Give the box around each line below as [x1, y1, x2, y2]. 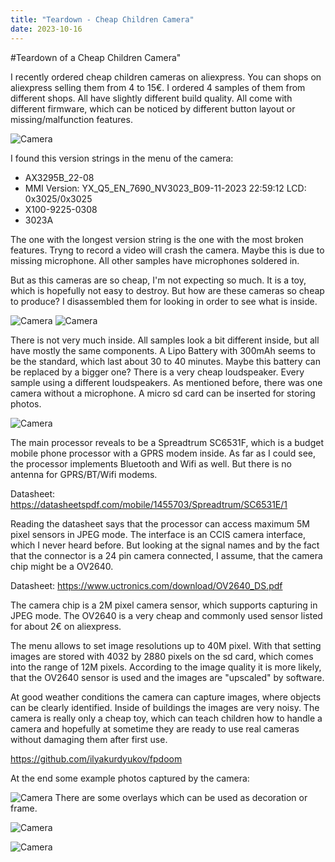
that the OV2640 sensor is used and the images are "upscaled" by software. [10, 671, 325, 683]
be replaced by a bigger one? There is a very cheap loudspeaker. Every [10, 366, 305, 378]
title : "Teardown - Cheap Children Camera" [10, 14, 195, 25]
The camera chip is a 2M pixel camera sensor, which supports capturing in [10, 599, 318, 611]
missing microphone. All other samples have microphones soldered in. [10, 254, 300, 266]
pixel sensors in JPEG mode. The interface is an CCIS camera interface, [10, 528, 306, 540]
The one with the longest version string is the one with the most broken [10, 233, 304, 245]
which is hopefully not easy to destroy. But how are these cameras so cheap [10, 284, 325, 296]
